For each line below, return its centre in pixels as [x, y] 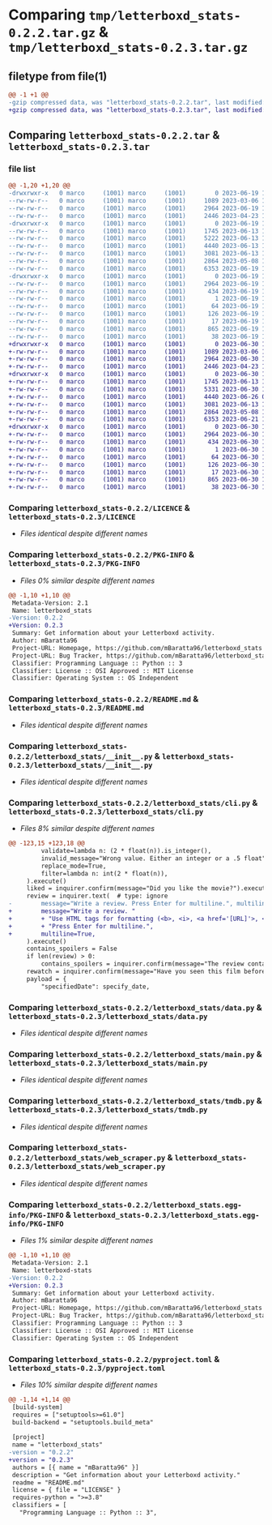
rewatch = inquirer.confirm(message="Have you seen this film [134, 972]
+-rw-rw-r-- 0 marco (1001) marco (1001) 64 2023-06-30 [134, 457]
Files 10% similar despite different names [89, 1385]
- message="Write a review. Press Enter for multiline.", [121, 904]
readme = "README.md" [48, 1482]
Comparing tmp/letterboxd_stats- [125, 15]
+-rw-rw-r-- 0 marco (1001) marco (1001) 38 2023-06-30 [134, 487]
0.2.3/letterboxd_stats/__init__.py [81, 765]
